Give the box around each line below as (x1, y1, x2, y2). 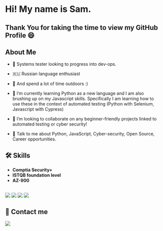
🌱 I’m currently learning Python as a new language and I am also (12, 91, 144, 97)
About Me (5, 48, 36, 56)
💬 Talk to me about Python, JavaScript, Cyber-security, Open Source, (12, 131, 155, 137)
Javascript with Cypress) (12, 106, 64, 113)
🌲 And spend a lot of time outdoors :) (12, 81, 88, 87)
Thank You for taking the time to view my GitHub (5, 23, 158, 32)
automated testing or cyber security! (12, 121, 87, 127)
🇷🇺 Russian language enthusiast (12, 71, 81, 77)
